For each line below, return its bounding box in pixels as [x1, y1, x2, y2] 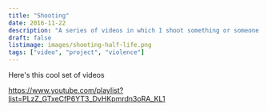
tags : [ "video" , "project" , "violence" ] [8, 48, 145, 56]
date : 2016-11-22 [8, 19, 66, 27]
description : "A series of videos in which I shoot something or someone [8, 26, 260, 34]
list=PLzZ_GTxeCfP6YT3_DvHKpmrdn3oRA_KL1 [8, 94, 165, 103]
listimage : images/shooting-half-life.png [8, 41, 152, 49]
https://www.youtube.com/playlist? [8, 86, 124, 95]
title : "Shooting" [8, 11, 70, 20]
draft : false [8, 33, 52, 42]
